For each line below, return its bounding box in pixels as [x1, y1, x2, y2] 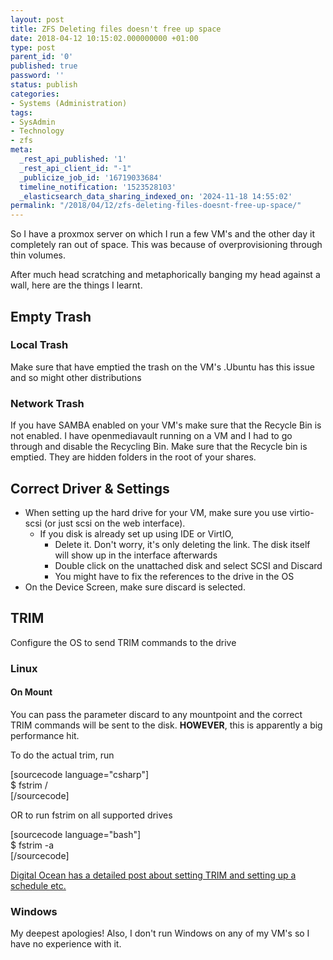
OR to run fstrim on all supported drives [10, 809, 173, 821]
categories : [10, 89, 60, 99]
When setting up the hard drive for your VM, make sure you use [24, 506, 288, 518]
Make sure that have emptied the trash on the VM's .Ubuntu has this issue [10, 361, 315, 373]
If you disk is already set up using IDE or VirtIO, [39, 527, 234, 540]
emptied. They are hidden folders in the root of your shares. [10, 451, 257, 463]
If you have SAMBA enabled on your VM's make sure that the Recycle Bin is [10, 419, 322, 431]
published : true [10, 61, 78, 71]
